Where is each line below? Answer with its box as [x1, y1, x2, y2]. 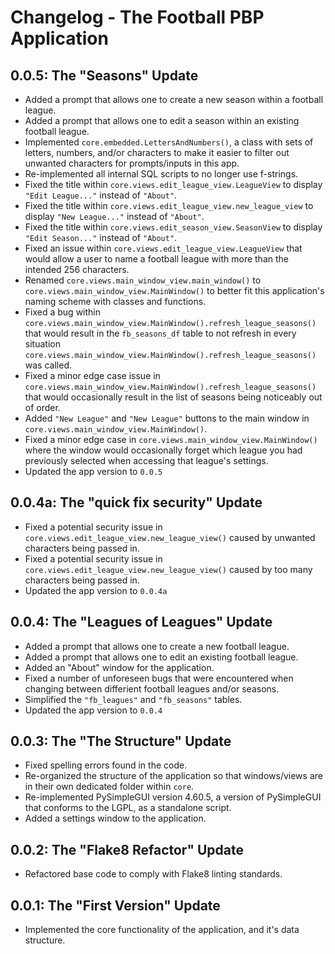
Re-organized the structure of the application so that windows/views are [24, 770, 323, 782]
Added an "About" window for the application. [24, 661, 215, 673]
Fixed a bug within [24, 306, 101, 318]
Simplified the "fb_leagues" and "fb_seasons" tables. [24, 693, 243, 705]
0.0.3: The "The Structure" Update [10, 733, 232, 750]
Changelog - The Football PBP [10, 6, 265, 29]
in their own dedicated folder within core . [24, 781, 195, 793]
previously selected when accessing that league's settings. [24, 455, 269, 466]
